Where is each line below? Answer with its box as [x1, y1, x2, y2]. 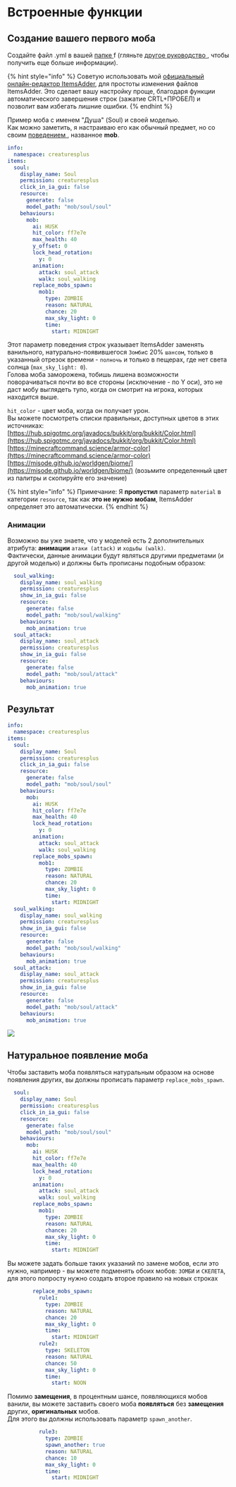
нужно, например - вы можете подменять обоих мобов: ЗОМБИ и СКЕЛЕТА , [7, 1266, 225, 1276]
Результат [7, 703, 55, 715]
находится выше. [7, 393, 59, 402]
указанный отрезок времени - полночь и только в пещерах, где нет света [7, 355, 228, 364]
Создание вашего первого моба [7, 32, 156, 44]
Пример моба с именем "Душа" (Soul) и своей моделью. [7, 116, 180, 124]
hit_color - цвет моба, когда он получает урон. [7, 407, 150, 415]
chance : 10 [44, 1455, 77, 1462]
